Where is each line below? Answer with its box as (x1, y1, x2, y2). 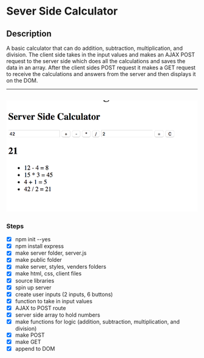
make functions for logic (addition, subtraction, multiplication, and (15, 318, 180, 325)
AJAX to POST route (15, 304, 66, 311)
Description (6, 29, 52, 39)
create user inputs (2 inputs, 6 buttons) (15, 291, 114, 298)
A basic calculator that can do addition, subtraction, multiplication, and (6, 44, 183, 52)
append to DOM (15, 345, 55, 353)
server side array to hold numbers (15, 311, 100, 318)
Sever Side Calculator (6, 4, 118, 18)
